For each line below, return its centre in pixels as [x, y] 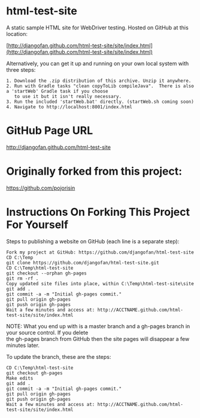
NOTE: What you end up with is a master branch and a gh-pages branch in [98, 326]
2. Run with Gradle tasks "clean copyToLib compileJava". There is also [100, 86]
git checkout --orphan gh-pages [46, 273]
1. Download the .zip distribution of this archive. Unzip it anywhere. [99, 81]
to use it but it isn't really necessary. [68, 96]
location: [17, 33]
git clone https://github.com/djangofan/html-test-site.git [83, 263]
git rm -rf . [22, 278]
